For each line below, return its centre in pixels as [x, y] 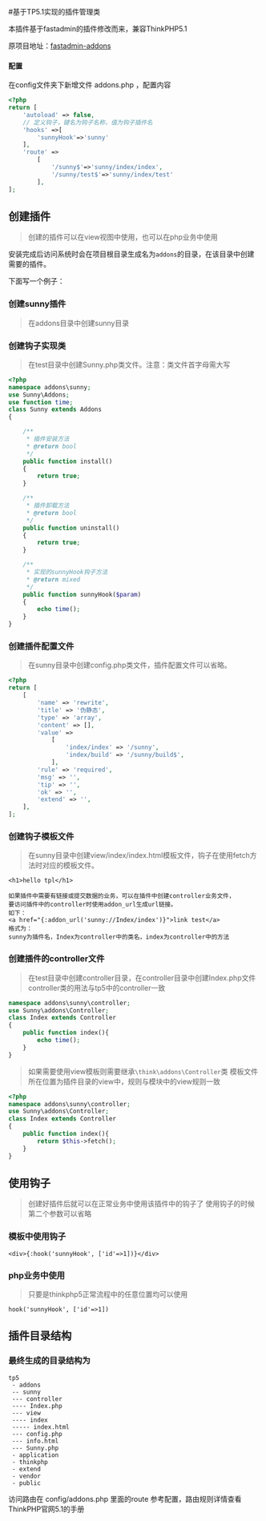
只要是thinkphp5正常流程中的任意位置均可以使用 [108, 1294]
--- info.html [35, 1441]
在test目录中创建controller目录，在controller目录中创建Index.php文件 [142, 978]
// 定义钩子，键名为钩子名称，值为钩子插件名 [88, 123]
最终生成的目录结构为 [49, 1361]
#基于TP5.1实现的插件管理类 [54, 12]
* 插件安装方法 [48, 439]
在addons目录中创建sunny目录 [79, 323]
